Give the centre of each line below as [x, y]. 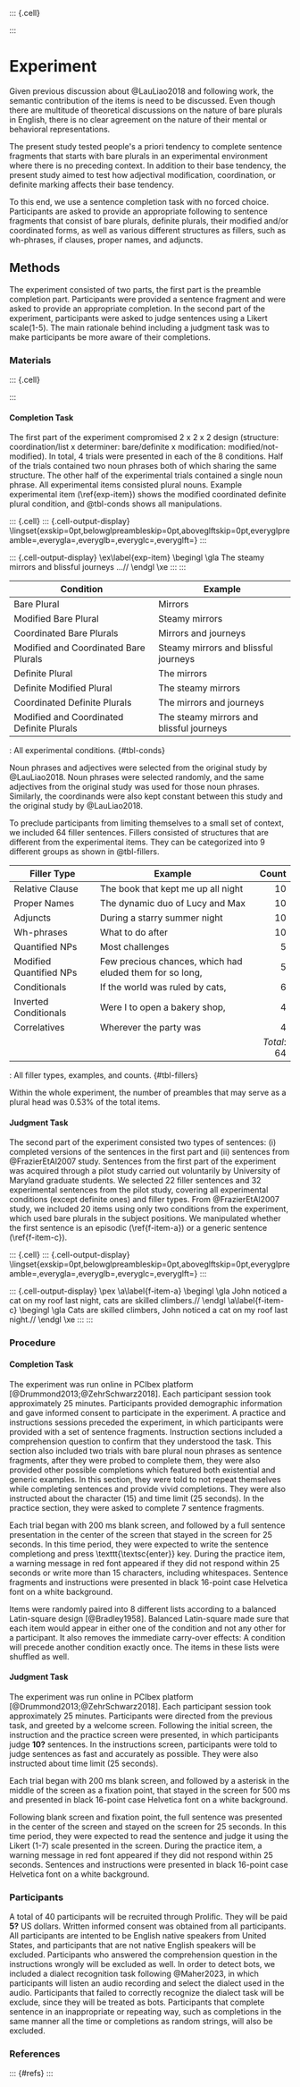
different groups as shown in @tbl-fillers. [84, 852]
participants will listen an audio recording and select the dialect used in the [147, 1983]
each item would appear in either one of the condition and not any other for [148, 1628]
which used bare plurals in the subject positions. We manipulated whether [145, 1218]
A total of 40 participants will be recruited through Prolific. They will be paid [148, 1917]
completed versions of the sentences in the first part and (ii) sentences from [150, 1152]
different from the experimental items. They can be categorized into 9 [137, 842]
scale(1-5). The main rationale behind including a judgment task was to [139, 327]
